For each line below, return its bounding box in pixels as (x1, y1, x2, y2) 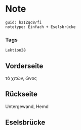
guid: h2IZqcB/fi (5, 20, 42, 25)
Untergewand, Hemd (5, 103, 49, 110)
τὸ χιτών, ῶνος (5, 75, 37, 82)
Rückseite (5, 90, 38, 98)
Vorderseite (5, 62, 44, 70)
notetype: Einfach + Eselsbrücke (5, 24, 76, 30)
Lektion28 (5, 48, 26, 53)
